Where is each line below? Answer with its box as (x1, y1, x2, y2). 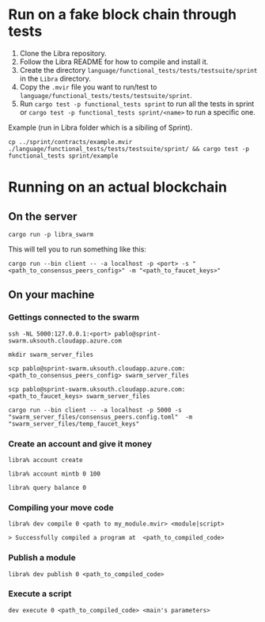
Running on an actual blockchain (8, 178, 228, 196)
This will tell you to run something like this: (8, 244, 146, 254)
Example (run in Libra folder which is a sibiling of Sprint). (8, 123, 193, 132)
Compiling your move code (8, 502, 114, 513)
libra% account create (8, 456, 83, 464)
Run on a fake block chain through (8, 6, 237, 24)
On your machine (8, 288, 95, 302)
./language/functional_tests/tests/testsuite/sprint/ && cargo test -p (8, 145, 249, 153)
